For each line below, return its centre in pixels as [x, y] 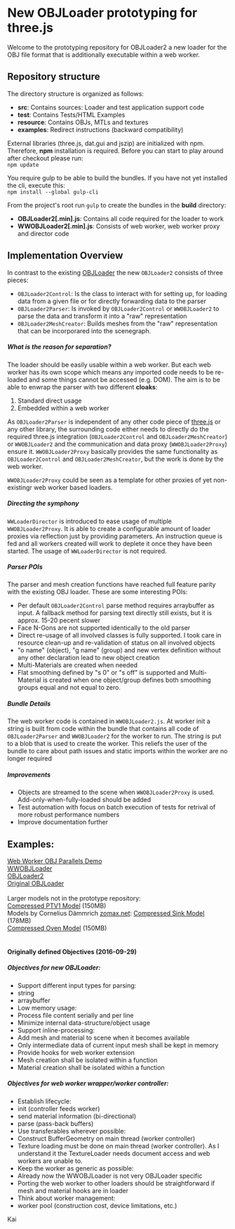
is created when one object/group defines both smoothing [127, 680]
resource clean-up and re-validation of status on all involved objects [116, 643]
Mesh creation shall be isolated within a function [87, 1060]
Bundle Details [29, 704]
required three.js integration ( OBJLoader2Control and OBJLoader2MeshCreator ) [117, 436]
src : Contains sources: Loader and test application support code [111, 107]
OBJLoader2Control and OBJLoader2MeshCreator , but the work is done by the [115, 459]
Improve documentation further [63, 822]
